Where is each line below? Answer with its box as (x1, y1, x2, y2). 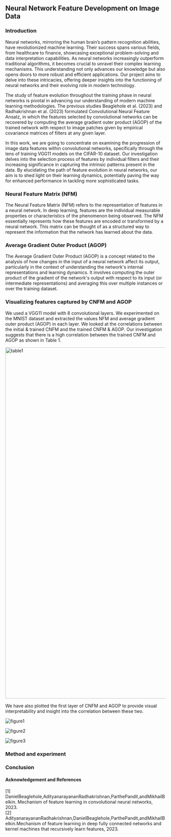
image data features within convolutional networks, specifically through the (5, 145, 163, 151)
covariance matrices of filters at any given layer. (5, 130, 106, 136)
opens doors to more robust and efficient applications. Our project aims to (5, 71, 161, 77)
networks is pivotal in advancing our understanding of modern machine (5, 97, 155, 103)
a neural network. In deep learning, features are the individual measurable (5, 207, 160, 213)
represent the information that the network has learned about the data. (5, 229, 154, 235)
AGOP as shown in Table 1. (5, 337, 62, 343)
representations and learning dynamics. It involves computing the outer (5, 269, 155, 275)
